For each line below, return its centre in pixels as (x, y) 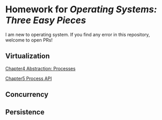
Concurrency (27, 95)
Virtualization (28, 56)
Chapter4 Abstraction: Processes (40, 68)
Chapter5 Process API (29, 78)
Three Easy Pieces (46, 20)
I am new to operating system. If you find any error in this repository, (78, 34)
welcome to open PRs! (29, 40)
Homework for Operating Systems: (81, 9)
